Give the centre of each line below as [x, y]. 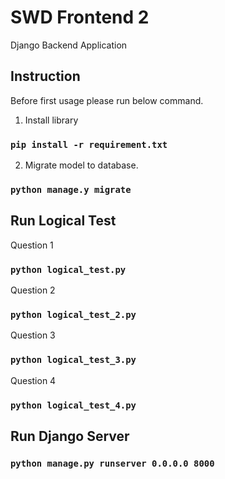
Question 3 [33, 335]
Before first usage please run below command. [107, 100]
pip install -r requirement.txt [89, 144]
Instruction [45, 76]
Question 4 [33, 380]
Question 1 [32, 245]
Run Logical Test [63, 221]
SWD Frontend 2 [80, 17]
